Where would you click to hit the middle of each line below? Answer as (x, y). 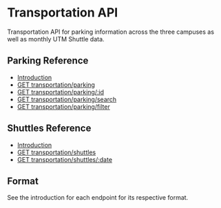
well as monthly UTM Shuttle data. (56, 39)
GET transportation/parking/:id (61, 92)
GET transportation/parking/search (67, 99)
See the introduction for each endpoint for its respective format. (98, 198)
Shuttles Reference (49, 128)
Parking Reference (48, 61)
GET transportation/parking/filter (63, 106)
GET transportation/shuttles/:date (64, 159)
